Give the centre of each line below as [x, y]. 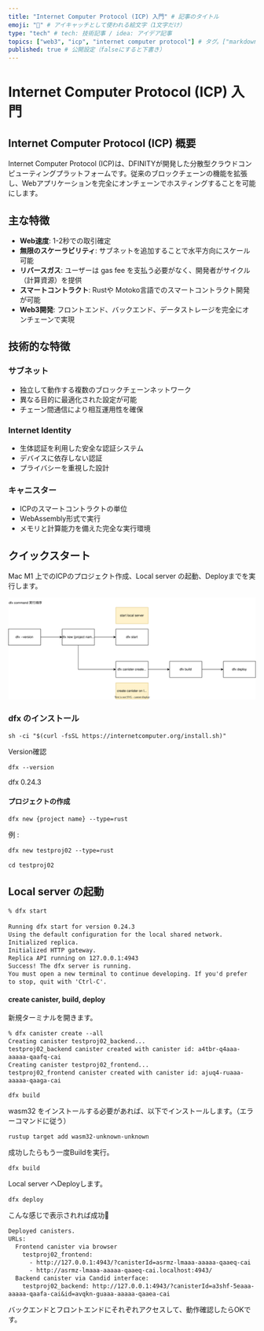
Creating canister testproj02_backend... [77, 1042]
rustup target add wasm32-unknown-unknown [79, 1137]
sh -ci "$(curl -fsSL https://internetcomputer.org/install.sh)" [117, 736]
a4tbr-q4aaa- [219, 1049]
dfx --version [31, 768]
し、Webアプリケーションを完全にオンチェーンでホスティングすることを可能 [132, 183]
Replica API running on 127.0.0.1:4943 [73, 959]
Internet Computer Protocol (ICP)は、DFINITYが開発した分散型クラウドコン [130, 164]
